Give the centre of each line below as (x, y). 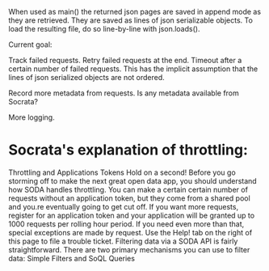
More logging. (32, 117)
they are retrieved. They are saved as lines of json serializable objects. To (130, 20)
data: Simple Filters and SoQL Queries (72, 258)
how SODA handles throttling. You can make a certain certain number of (128, 189)
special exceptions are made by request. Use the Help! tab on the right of (130, 232)
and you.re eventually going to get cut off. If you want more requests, (124, 206)
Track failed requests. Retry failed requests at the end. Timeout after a (125, 60)
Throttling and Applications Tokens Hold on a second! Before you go (122, 172)
